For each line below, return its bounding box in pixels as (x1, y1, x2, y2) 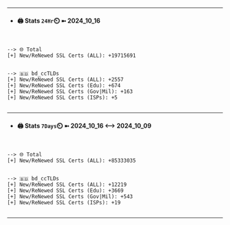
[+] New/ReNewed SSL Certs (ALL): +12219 (7, 181, 127, 189)
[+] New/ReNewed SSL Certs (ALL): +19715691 (7, 52, 136, 59)
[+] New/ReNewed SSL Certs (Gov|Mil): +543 (7, 193, 133, 200)
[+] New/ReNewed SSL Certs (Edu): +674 (7, 82, 121, 89)
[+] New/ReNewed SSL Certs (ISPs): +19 (7, 200, 121, 206)
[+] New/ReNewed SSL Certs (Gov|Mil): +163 (7, 88, 133, 95)
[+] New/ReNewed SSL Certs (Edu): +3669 (7, 187, 125, 194)
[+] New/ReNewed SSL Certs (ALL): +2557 (7, 76, 125, 83)
